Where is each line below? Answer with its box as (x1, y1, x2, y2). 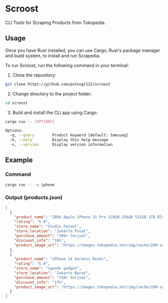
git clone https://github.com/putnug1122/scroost (5, 81, 111, 86)
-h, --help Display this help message (9, 137, 108, 142)
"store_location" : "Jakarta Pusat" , (14, 228, 91, 234)
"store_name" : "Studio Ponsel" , (14, 224, 81, 229)
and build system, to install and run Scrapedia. (5, 52, 101, 58)
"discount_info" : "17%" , (14, 279, 66, 285)
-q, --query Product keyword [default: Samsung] (9, 133, 128, 138)
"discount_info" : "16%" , (14, 238, 66, 243)
